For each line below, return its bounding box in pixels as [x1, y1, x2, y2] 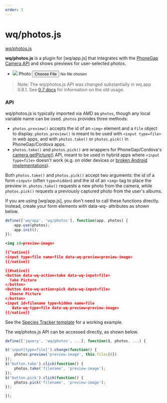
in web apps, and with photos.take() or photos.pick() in [12, 136, 129, 142]
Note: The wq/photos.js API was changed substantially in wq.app [17, 81, 151, 87]
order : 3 [5, 7, 23, 12]
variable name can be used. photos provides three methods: [5, 115, 128, 121]
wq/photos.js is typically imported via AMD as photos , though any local [5, 110, 151, 116]
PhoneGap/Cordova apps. [12, 141, 66, 147]
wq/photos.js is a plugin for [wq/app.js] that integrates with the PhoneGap [5, 55, 159, 61]
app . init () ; [14, 227, 39, 232]
